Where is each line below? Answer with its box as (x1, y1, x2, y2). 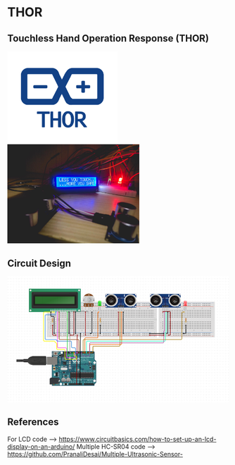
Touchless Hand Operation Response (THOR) (7, 32, 210, 44)
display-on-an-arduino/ (7, 442, 75, 451)
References (7, 416, 59, 428)
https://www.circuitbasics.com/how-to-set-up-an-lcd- (58, 435, 217, 443)
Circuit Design (7, 257, 72, 269)
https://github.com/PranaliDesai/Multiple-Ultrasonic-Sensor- (7, 449, 183, 458)
